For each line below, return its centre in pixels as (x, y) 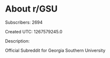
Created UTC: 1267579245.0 (34, 31)
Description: (17, 41)
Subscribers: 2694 (24, 22)
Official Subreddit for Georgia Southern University (55, 50)
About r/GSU (31, 9)
